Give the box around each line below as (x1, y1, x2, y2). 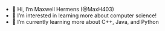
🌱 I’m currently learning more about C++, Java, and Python (11, 18, 159, 25)
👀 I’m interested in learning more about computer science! (11, 12, 157, 19)
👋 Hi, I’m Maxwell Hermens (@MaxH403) (11, 6, 115, 13)
